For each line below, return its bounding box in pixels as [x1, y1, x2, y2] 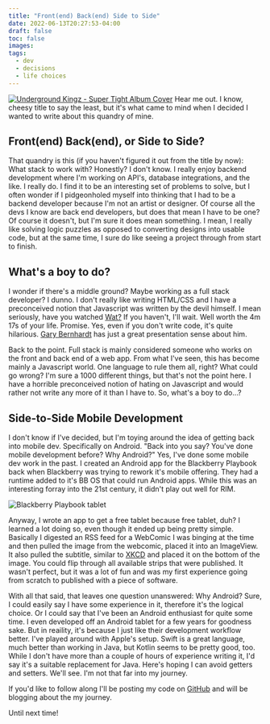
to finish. [8, 241, 38, 251]
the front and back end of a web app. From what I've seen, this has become [8, 354, 260, 363]
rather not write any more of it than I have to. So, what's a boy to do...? [8, 388, 242, 398]
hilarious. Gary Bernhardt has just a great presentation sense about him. [8, 329, 247, 339]
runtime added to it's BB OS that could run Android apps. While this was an [8, 475, 258, 485]
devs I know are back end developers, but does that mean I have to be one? [8, 207, 260, 217]
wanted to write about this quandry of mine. [8, 111, 154, 121]
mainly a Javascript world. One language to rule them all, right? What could [8, 362, 258, 372]
